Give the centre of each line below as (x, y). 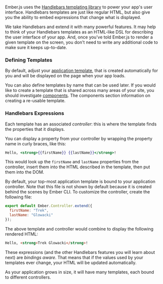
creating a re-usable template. (35, 101)
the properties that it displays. (35, 129)
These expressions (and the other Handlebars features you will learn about (80, 252)
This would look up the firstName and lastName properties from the (72, 162)
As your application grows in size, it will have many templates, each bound (80, 272)
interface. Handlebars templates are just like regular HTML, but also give (78, 12)
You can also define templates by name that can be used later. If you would (80, 85)
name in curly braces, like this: (36, 143)
